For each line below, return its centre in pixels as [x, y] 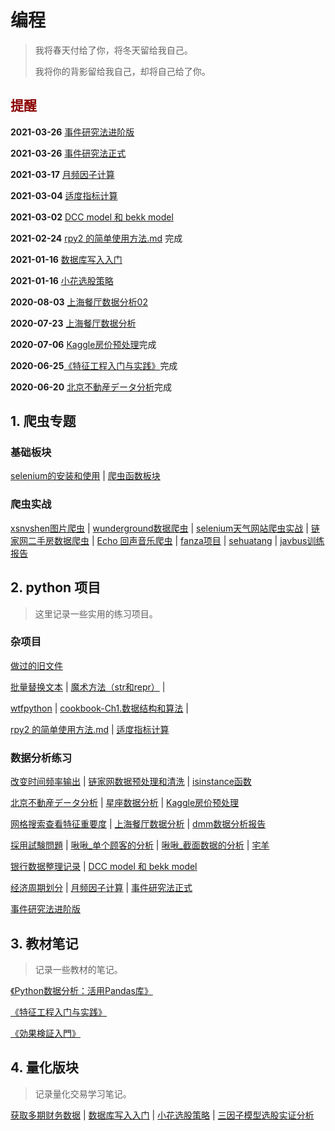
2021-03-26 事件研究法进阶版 [72, 132]
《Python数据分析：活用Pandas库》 [81, 990]
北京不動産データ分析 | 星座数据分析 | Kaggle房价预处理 [125, 803]
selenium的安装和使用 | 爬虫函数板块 [85, 476]
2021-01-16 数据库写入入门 [66, 259]
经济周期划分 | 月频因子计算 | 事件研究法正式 [101, 888]
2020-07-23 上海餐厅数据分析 [73, 323]
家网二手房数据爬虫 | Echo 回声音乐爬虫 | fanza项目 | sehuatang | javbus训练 [167, 540]
